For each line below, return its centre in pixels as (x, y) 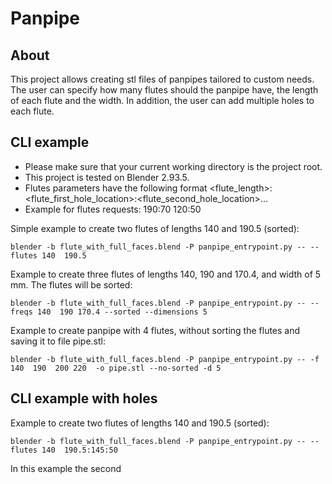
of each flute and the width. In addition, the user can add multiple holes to (162, 100)
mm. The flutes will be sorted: (71, 284)
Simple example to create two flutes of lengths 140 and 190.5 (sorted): (155, 228)
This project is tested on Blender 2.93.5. (107, 177)
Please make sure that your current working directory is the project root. (173, 166)
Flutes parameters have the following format (116, 188)
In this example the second (66, 468)
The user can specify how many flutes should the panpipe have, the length (164, 90)
